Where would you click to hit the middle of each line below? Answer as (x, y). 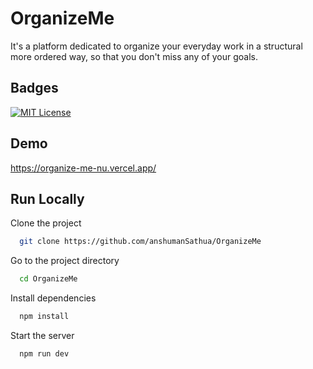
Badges (34, 88)
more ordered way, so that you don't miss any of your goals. (134, 56)
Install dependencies (53, 298)
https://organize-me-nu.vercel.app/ (83, 168)
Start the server (42, 335)
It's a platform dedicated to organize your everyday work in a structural (156, 46)
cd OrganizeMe (48, 279)
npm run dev (44, 354)
